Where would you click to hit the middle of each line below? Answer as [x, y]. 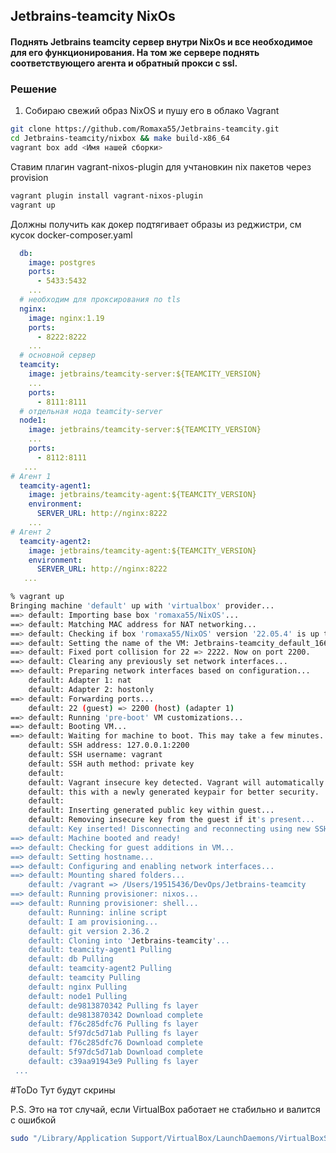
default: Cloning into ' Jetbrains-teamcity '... [129, 940]
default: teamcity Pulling [84, 978]
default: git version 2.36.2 [89, 931]
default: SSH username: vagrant [95, 755]
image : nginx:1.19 [66, 318]
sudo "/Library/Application [69, 1138]
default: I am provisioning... [93, 922]
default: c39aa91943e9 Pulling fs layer [113, 1061]
